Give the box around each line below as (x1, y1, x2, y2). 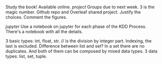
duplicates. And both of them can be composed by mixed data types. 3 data (5, 48, 158, 54)
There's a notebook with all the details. (5, 29, 83, 34)
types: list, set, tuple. (5, 53, 48, 59)
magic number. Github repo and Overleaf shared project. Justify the (5, 9, 141, 15)
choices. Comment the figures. (5, 14, 67, 20)
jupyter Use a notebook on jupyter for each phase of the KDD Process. (5, 24, 147, 29)
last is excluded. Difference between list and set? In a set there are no (5, 43, 145, 49)
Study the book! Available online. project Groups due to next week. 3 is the (5, 4, 155, 10)
